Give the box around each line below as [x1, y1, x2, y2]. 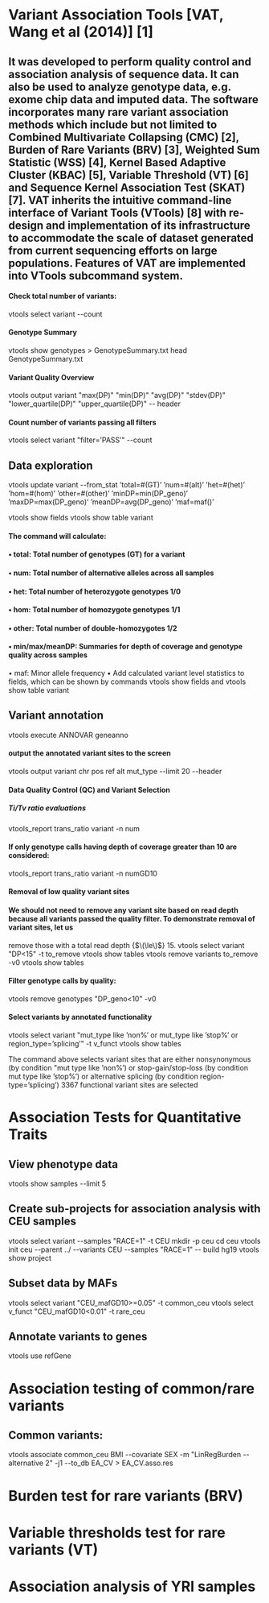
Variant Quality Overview [8, 372, 95, 382]
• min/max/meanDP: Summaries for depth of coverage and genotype [8, 642, 243, 652]
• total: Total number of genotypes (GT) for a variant [8, 549, 185, 559]
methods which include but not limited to [8, 118, 218, 131]
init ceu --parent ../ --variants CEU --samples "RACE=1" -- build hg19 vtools [8, 1245, 259, 1254]
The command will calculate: [8, 531, 107, 541]
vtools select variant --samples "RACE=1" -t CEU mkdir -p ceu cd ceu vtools [8, 1236, 261, 1245]
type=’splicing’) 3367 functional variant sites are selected [8, 1079, 198, 1089]
